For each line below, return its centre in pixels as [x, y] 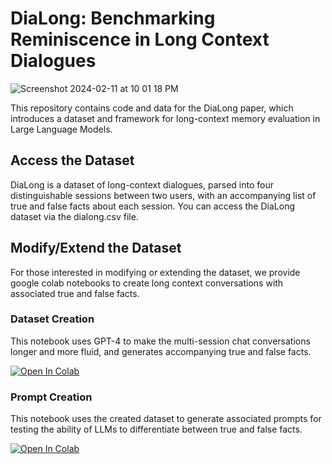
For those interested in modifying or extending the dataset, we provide [155, 272]
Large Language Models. [61, 129]
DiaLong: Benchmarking [113, 18]
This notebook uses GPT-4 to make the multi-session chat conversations [160, 341]
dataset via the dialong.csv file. [74, 216]
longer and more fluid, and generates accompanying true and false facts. [161, 351]
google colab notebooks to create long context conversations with [147, 283]
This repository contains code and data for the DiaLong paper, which [152, 108]
